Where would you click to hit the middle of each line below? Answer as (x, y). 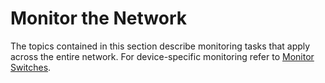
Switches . (31, 67)
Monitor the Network (99, 18)
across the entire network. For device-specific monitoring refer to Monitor (162, 56)
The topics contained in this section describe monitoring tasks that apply (160, 46)
